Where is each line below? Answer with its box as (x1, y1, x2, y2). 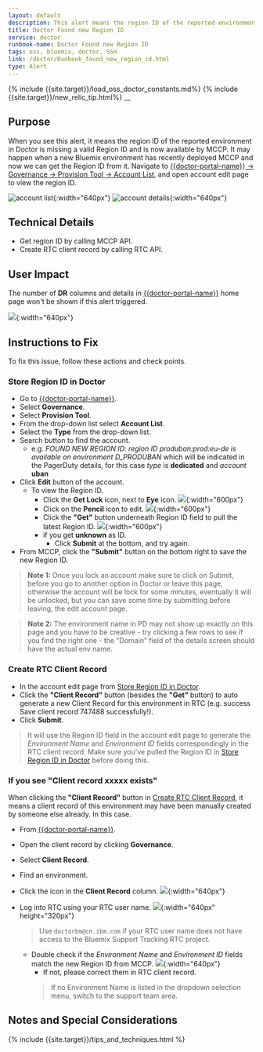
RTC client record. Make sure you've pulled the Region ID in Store (27, 747, 239, 756)
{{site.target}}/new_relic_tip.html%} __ (8, 92, 131, 102)
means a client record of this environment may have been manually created (8, 801, 252, 810)
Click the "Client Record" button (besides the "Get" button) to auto (19, 690, 239, 700)
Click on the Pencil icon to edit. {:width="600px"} (42, 504, 211, 514)
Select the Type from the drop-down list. (19, 427, 151, 437)
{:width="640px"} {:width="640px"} (53, 193, 228, 203)
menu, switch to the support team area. (50, 991, 178, 1000)
